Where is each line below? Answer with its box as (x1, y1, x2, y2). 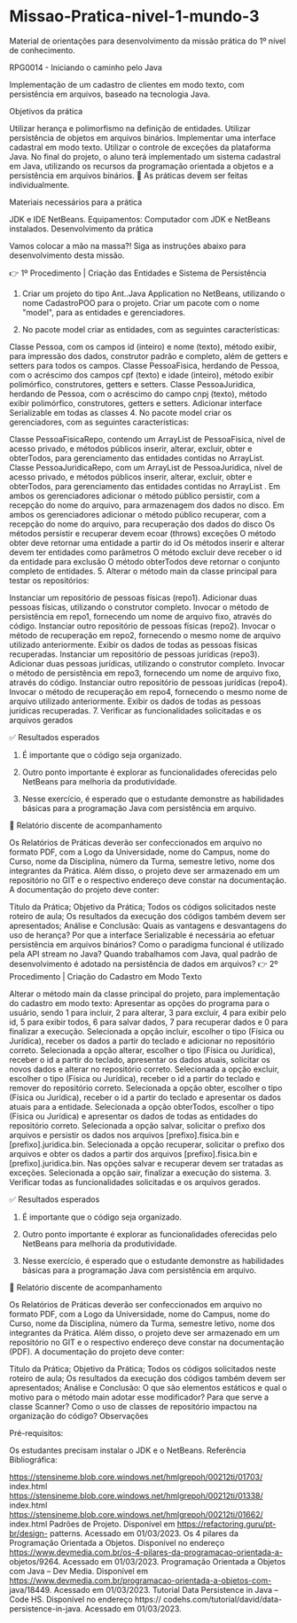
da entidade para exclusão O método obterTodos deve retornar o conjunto (9, 556, 281, 566)
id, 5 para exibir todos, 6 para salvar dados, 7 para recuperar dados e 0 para (9, 1017, 288, 1027)
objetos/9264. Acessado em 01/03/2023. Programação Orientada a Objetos (9, 1556, 286, 1566)
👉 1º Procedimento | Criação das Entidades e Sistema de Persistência (9, 268, 267, 278)
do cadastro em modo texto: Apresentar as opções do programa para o (9, 997, 270, 1008)
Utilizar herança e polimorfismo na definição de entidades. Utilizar (9, 122, 251, 134)
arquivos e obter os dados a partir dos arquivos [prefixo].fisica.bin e (9, 1148, 258, 1159)
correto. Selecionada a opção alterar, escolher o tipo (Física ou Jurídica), (9, 1044, 276, 1056)
